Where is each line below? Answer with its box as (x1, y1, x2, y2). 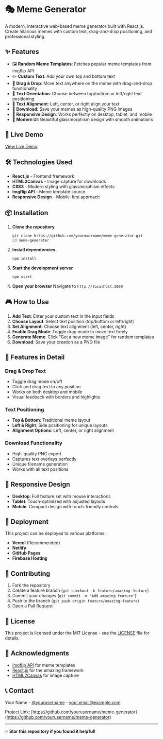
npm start (12, 274, 33, 279)
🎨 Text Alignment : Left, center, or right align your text (12, 101, 120, 107)
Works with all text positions (12, 466, 69, 472)
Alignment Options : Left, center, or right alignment (12, 428, 114, 433)
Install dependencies (12, 246, 56, 253)
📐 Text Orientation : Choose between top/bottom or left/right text (12, 90, 142, 96)
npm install (12, 256, 36, 261)
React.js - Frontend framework (12, 173, 74, 179)
